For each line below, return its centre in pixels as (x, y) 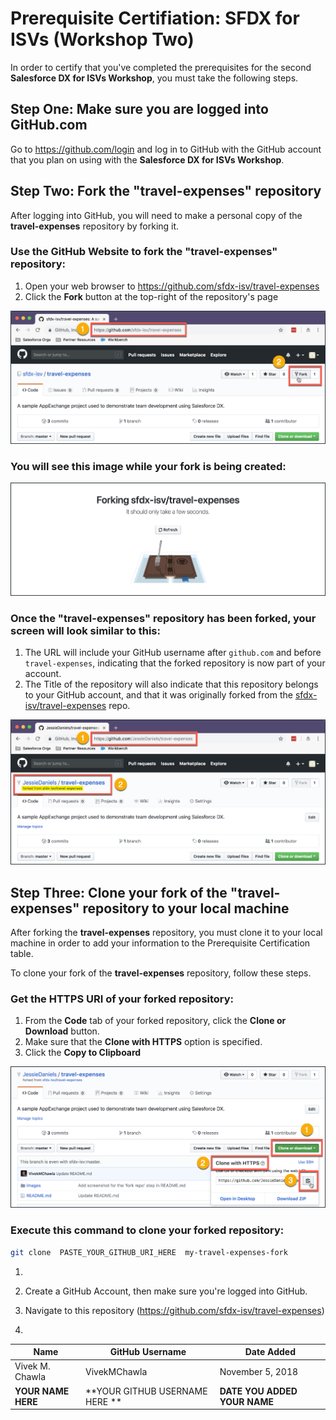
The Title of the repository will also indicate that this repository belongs (171, 684)
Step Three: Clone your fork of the (119, 892)
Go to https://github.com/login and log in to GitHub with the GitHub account (166, 149)
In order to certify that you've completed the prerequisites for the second (161, 67)
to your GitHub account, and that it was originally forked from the (158, 695)
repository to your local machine (186, 908)
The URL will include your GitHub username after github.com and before (173, 653)
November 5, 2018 (259, 1371)
